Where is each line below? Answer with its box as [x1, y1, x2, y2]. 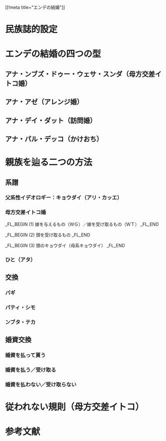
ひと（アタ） [5, 256, 36, 263]
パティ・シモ [5, 304, 36, 311]
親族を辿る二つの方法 [5, 157, 93, 168]
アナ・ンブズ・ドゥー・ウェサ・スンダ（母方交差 [5, 69, 155, 78]
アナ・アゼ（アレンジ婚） [5, 98, 83, 106]
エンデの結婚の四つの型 [5, 48, 101, 60]
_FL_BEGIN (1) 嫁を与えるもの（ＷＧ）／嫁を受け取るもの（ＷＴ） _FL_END [5, 221, 159, 227]
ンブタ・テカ [5, 319, 36, 326]
